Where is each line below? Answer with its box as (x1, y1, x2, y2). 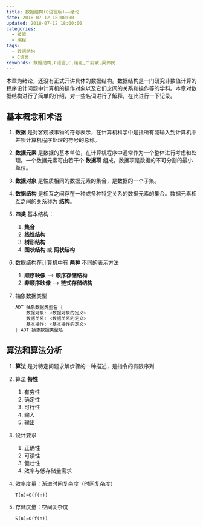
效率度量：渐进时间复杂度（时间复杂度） (14, 480, 116, 487)
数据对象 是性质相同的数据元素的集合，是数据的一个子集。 (14, 177, 160, 185)
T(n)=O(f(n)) (14, 492, 48, 498)
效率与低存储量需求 (24, 467, 72, 474)
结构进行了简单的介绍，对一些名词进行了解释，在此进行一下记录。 (11, 92, 176, 99)
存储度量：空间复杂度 (14, 503, 68, 511)
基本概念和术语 (6, 111, 62, 122)
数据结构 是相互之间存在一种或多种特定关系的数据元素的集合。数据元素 (14, 190, 192, 197)
